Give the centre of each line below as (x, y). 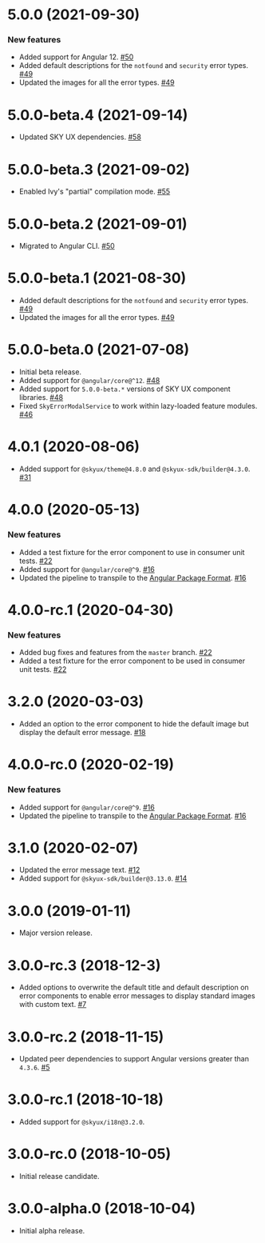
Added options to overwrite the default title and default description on (134, 987)
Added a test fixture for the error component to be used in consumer (132, 661)
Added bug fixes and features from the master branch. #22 (115, 653)
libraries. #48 (41, 398)
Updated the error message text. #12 (79, 870)
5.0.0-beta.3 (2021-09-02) (99, 169)
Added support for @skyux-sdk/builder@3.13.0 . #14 (103, 878)
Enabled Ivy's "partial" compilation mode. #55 (95, 192)
